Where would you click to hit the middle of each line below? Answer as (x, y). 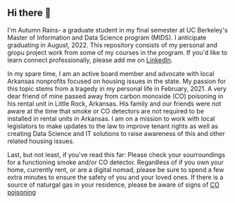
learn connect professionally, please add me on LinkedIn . (90, 60)
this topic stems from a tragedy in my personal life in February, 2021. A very (117, 88)
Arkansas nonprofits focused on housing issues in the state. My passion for (117, 81)
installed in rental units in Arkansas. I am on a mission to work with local (111, 118)
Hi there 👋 (29, 13)
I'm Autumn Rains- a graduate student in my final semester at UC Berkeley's (118, 30)
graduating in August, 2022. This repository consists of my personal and (113, 45)
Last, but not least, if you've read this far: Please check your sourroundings (116, 154)
